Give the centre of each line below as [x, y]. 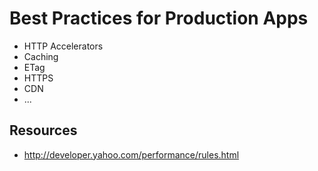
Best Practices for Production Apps [159, 18]
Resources [43, 130]
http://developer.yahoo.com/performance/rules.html [131, 154]
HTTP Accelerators [63, 46]
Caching [41, 56]
